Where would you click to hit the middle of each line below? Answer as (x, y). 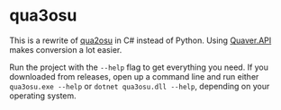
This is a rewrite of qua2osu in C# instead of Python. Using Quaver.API (140, 40)
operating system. (43, 96)
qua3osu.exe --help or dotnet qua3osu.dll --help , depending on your (140, 86)
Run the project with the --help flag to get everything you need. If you (139, 67)
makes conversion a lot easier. (66, 49)
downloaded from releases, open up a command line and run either (134, 76)
